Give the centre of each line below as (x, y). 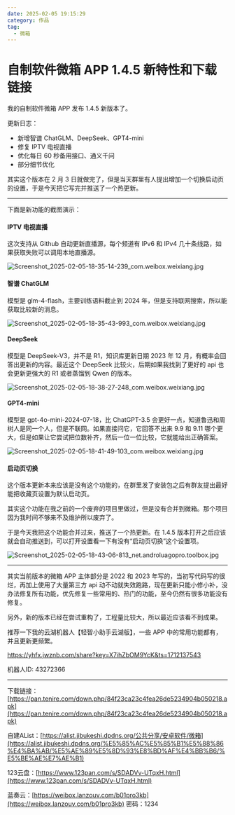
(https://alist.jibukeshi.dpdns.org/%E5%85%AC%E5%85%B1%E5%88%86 (115, 744)
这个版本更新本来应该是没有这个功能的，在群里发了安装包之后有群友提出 (111, 485)
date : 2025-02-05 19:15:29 (47, 14)
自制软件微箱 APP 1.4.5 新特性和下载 (112, 70)
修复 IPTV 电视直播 (44, 147)
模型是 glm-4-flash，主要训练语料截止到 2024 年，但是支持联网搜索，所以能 (117, 300)
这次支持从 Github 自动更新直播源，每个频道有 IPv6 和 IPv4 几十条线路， (112, 244)
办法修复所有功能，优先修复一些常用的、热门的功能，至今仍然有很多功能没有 (117, 594)
